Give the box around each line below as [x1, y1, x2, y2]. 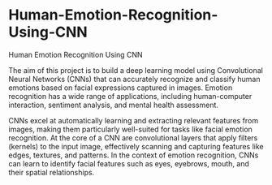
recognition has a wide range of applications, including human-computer [8, 91, 253, 101]
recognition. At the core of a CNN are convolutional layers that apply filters [8, 132, 258, 143]
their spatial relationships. [8, 167, 95, 177]
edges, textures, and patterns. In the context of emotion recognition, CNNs [8, 150, 259, 160]
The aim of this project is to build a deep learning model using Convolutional [8, 65, 264, 75]
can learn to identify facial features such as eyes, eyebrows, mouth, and [8, 158, 250, 168]
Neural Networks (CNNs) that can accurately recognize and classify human [8, 74, 261, 84]
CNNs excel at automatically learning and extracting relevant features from [8, 115, 258, 125]
